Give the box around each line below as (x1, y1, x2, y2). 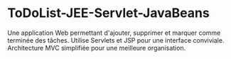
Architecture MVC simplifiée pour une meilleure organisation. (7, 43, 186, 52)
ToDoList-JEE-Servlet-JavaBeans (7, 5, 210, 21)
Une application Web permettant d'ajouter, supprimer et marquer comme (7, 28, 221, 37)
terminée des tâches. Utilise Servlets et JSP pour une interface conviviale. (7, 36, 225, 44)
